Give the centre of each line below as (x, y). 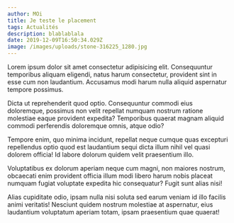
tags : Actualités (33, 27)
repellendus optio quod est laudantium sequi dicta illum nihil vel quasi (109, 147)
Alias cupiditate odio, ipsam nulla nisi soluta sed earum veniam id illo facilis (117, 197)
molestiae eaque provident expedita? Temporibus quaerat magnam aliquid (116, 118)
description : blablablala (45, 34)
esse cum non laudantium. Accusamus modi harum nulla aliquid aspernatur (117, 82)
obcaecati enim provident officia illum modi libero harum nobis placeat (110, 176)
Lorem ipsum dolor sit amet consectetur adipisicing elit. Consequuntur (110, 67)
